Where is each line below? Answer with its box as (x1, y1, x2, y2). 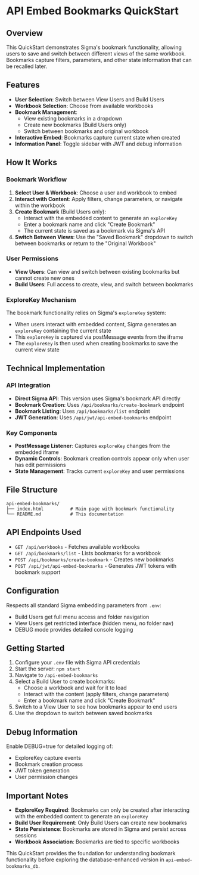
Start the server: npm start (14, 665, 80, 672)
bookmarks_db (6, 863, 39, 869)
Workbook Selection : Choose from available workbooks (14, 102, 154, 109)
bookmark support (14, 568, 61, 576)
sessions (14, 831, 37, 839)
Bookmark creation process (14, 760, 83, 768)
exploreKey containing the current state (14, 327, 111, 335)
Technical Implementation (6, 363, 105, 373)
